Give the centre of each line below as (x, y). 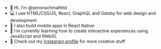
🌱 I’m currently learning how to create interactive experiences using (79, 31)
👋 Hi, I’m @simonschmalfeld (38, 8)
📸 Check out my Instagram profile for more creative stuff (67, 41)
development (23, 20)
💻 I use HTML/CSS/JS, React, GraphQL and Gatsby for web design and (83, 13)
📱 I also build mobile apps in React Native (52, 25)
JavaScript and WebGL (33, 36)
